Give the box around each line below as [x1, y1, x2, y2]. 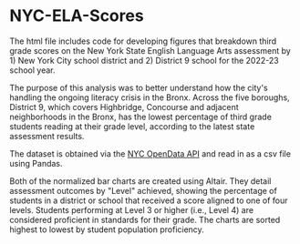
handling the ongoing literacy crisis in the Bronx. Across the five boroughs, [9, 92, 290, 103]
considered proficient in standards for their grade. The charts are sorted [9, 214, 281, 225]
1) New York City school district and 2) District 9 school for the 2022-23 [9, 55, 280, 66]
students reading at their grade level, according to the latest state [9, 120, 255, 132]
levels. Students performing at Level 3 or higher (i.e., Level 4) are [9, 204, 253, 215]
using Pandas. [9, 158, 63, 168]
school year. [9, 65, 56, 76]
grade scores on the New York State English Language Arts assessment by [9, 45, 292, 56]
